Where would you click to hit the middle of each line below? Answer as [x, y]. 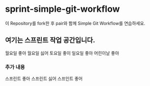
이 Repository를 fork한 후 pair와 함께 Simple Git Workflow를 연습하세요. [75, 23]
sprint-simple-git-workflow [62, 9]
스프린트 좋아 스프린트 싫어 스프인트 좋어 [44, 79]
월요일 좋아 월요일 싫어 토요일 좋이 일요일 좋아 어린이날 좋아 [62, 53]
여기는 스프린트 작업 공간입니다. [50, 40]
